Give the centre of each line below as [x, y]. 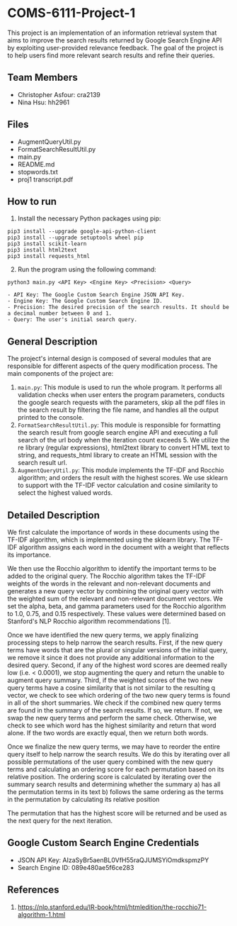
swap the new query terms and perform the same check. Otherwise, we [112, 718]
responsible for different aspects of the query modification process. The [112, 366]
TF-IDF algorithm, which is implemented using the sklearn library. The [109, 540]
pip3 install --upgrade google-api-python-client [82, 232]
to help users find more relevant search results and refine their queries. [111, 55]
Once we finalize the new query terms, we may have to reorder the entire [114, 747]
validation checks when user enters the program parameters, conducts [121, 395]
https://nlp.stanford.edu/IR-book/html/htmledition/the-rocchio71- [112, 907]
